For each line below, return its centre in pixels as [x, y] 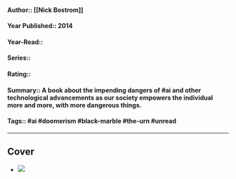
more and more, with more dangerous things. [74, 105]
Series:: [19, 58]
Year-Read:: [25, 41]
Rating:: [19, 74]
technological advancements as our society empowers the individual [110, 98]
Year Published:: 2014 [40, 26]
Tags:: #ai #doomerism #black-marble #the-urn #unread [92, 121]
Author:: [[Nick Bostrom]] [45, 10]
